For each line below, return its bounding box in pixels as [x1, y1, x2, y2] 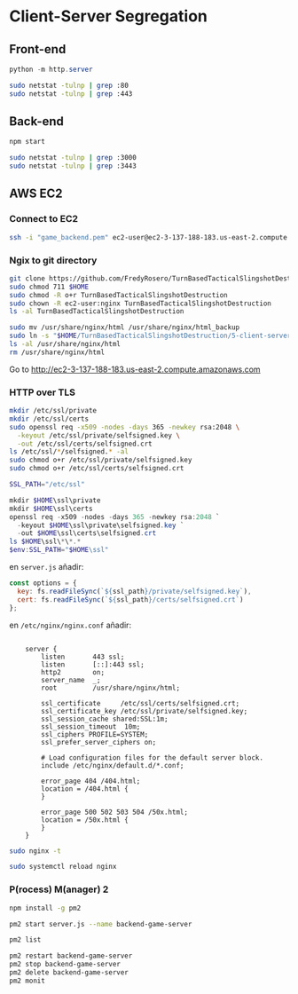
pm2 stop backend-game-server [9, 960, 122, 969]
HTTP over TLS [9, 386, 75, 398]
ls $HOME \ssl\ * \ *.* [9, 537, 82, 547]
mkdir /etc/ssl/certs [9, 414, 90, 423]
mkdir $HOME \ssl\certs [9, 504, 93, 513]
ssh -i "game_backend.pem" [9, 233, 109, 241]
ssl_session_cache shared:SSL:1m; [41, 714, 169, 723]
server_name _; [41, 675, 101, 684]
